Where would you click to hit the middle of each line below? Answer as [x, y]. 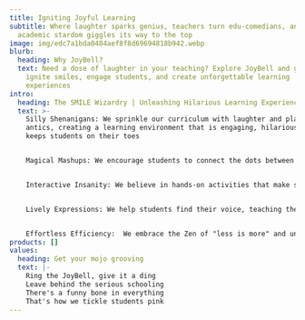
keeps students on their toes [83, 136]
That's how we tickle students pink [95, 301]
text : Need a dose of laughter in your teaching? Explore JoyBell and [154, 69]
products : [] [34, 242]
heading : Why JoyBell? [60, 60]
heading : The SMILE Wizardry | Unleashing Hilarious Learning [138, 102]
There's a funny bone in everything [95, 293]
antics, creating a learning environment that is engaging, [142, 128]
